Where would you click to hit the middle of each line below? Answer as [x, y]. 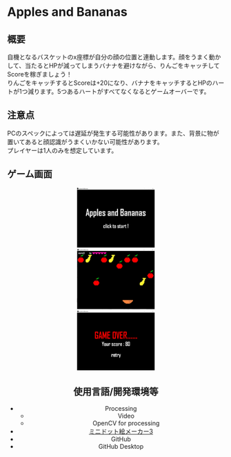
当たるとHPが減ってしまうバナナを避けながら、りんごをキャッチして [122, 65]
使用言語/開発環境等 [116, 391]
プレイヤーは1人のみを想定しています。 [62, 150]
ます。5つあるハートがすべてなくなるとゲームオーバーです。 [125, 91]
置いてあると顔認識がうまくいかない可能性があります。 [85, 141]
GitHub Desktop [121, 447]
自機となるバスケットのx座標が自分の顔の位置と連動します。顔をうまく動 [111, 57]
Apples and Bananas [67, 12]
